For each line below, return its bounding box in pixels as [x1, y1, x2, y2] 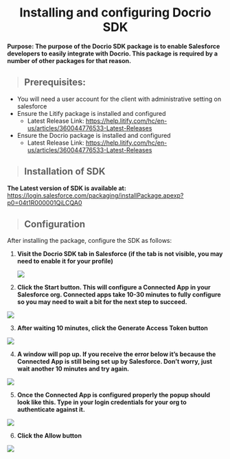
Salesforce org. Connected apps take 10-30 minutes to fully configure [16, 290, 221, 299]
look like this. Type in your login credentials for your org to [16, 398, 187, 406]
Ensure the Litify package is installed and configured [16, 109, 166, 117]
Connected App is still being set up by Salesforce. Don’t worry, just [16, 357, 213, 366]
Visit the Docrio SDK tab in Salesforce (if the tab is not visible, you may [16, 250, 223, 258]
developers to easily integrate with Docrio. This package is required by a [7, 49, 218, 58]
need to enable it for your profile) [16, 257, 113, 266]
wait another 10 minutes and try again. [16, 365, 130, 373]
